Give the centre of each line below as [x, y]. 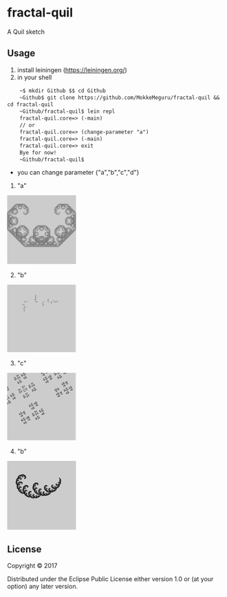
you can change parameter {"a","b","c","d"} [78, 172]
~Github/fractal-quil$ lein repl [67, 111]
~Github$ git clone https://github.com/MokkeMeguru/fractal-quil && [120, 98]
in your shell [34, 77]
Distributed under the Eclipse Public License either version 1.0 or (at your [110, 579]
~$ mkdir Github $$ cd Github [63, 91]
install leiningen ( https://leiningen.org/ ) [72, 69]
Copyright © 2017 [32, 566]
